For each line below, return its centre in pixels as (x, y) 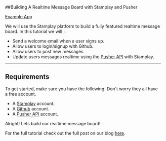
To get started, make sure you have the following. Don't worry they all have (82, 89)
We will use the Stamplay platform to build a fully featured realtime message (83, 26)
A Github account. (31, 108)
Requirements (27, 77)
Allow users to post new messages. (48, 52)
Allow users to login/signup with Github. (53, 46)
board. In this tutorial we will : (35, 31)
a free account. (21, 94)
